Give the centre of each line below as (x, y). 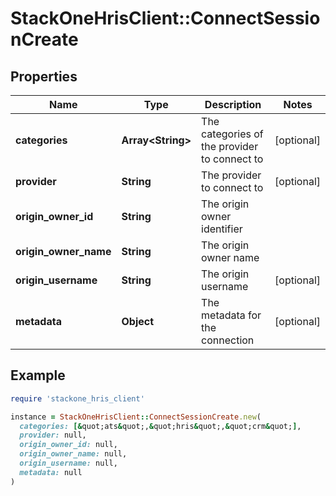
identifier (222, 229)
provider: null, (53, 435)
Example (38, 375)
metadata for (231, 315)
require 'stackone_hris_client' (77, 398)
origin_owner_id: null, (68, 445)
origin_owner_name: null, (73, 454)
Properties (44, 76)
